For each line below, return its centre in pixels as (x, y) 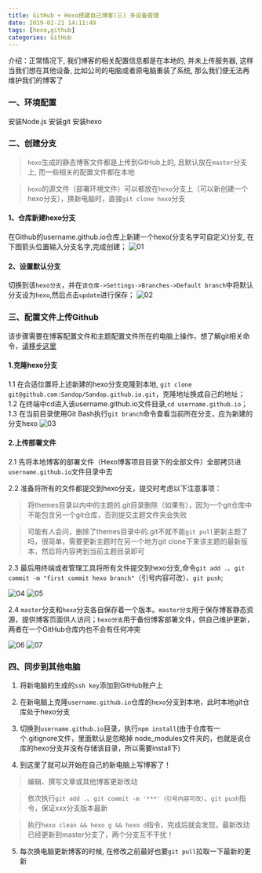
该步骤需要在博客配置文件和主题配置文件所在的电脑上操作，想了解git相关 (126, 336)
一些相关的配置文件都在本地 (90, 172)
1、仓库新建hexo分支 (42, 218)
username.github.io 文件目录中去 (60, 471)
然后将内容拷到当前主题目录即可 (93, 551)
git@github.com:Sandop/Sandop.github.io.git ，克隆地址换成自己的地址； (127, 394)
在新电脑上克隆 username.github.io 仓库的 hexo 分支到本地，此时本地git (131, 702)
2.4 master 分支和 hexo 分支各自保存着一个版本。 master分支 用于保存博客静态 (127, 609)
